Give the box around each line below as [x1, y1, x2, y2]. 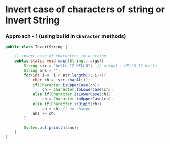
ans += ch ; [32, 111, 56, 116]
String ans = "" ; [24, 68, 60, 73]
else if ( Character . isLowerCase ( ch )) [32, 92, 111, 97]
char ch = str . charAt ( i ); [32, 77, 91, 83]
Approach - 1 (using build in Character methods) [5, 33, 126, 40]
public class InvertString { [5, 45, 68, 50]
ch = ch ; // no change [41, 106, 91, 111]
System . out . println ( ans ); [24, 125, 79, 130]
